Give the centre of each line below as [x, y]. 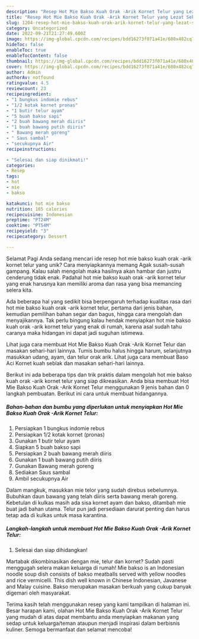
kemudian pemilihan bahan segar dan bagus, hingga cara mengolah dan [94, 314]
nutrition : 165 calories [37, 209]
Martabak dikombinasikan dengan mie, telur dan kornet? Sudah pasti [90, 561]
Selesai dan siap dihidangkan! [51, 550]
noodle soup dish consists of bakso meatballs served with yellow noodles [96, 574]
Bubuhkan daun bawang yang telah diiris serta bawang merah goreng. [92, 496]
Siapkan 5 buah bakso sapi [48, 447]
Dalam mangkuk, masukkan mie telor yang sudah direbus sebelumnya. [92, 490]
